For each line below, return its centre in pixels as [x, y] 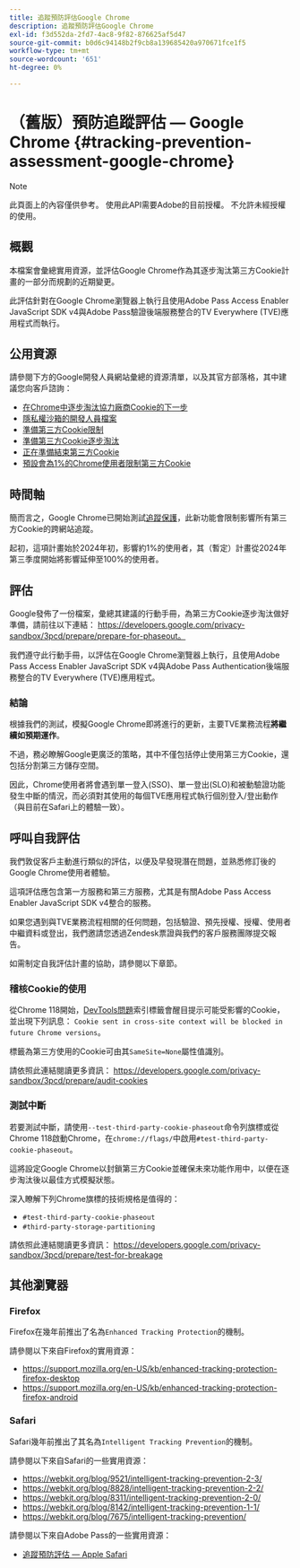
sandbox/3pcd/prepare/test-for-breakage [86, 1254]
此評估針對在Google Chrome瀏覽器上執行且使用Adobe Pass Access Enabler [149, 301]
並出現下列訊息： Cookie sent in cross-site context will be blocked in [146, 1021]
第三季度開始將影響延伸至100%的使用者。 [86, 559]
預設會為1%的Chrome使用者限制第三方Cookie [106, 464]
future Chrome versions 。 [57, 1032]
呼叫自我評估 [45, 838]
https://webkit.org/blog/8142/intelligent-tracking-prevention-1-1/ [141, 1507]
